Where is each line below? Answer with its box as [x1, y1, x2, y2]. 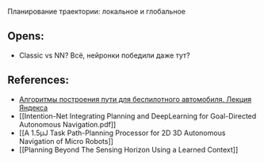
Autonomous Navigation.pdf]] [18, 119, 117, 129]
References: [7, 73, 69, 87]
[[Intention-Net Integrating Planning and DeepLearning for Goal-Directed [18, 111, 257, 121]
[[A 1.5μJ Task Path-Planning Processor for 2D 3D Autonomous [18, 128, 226, 138]
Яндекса [18, 103, 48, 112]
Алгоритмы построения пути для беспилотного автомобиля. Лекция [18, 94, 252, 104]
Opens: [7, 29, 44, 43]
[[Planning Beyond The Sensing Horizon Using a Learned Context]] [18, 145, 239, 154]
